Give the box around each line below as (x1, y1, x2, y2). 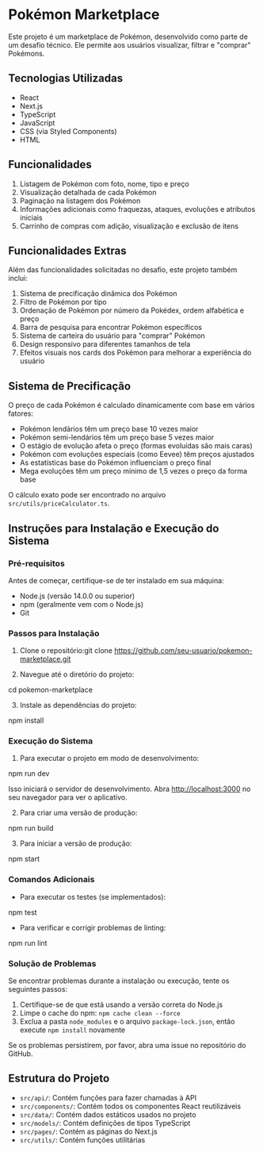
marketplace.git (19, 655, 71, 664)
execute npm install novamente (19, 1025, 126, 1035)
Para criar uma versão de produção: (19, 808, 138, 818)
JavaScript (19, 117, 55, 128)
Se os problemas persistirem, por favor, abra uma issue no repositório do (8, 1041, 246, 1050)
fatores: (8, 409, 34, 418)
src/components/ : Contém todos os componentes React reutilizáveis (19, 1101, 242, 1111)
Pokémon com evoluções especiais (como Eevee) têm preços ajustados (19, 450, 255, 459)
